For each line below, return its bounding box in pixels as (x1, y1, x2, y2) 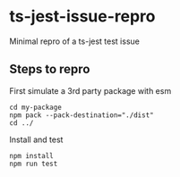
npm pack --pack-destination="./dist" (9, 110, 154, 120)
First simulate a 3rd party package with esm (9, 85, 172, 96)
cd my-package (9, 103, 63, 112)
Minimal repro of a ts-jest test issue (9, 36, 141, 46)
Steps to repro (9, 62, 90, 77)
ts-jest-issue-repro (9, 6, 156, 27)
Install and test (9, 134, 64, 145)
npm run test (9, 159, 58, 168)
